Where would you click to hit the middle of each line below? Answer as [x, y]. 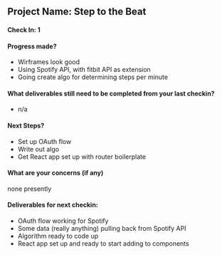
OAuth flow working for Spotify [63, 221]
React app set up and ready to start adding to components [104, 244]
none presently [30, 189]
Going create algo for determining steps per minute [93, 77]
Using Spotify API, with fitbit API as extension [84, 70]
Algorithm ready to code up [58, 236]
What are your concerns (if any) [55, 173]
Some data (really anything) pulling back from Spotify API [102, 228]
